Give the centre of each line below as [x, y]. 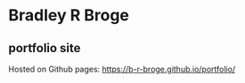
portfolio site [45, 48]
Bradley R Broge [69, 15]
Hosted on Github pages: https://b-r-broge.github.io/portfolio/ [122, 69]
